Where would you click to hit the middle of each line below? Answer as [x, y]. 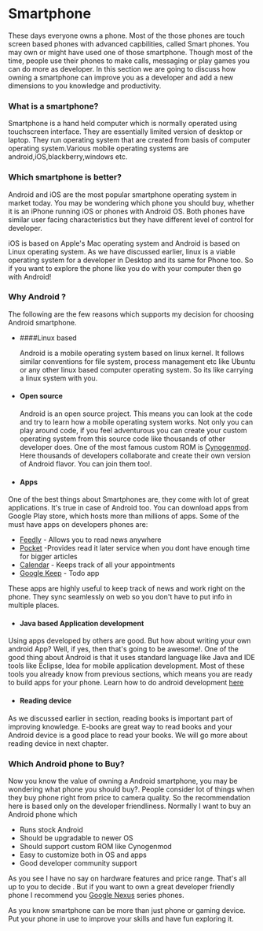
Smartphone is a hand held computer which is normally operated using [123, 124]
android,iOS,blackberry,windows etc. [68, 157]
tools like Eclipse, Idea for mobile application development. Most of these [126, 666]
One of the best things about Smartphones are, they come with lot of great [129, 499]
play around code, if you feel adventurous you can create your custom [133, 431]
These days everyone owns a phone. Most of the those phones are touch [127, 35]
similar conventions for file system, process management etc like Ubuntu [137, 361]
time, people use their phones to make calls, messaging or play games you [129, 61]
